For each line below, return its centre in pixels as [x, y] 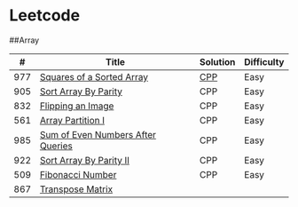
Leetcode [45, 16]
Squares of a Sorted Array [94, 76]
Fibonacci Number [78, 174]
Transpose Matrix [76, 189]
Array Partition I [72, 120]
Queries [56, 146]
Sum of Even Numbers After [98, 134]
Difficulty [264, 61]
